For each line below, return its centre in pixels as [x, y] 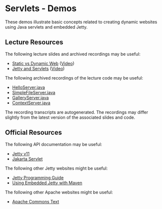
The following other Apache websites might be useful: [59, 192]
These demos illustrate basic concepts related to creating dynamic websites [81, 22]
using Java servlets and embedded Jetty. [46, 27]
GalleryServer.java [30, 97]
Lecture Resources [34, 42]
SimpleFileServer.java [34, 92]
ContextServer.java [31, 103]
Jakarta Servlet [27, 159]
